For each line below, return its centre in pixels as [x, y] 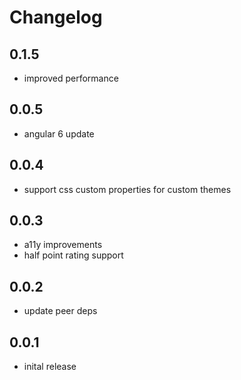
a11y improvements [63, 245]
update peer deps [60, 311]
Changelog [56, 17]
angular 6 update [59, 133]
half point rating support [73, 255]
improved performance [71, 78]
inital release [50, 367]
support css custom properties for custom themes [127, 189]
